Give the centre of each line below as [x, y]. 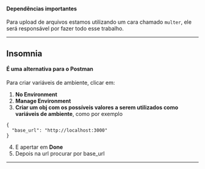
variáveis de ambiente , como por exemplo [69, 113]
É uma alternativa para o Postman [50, 69]
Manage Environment [43, 101]
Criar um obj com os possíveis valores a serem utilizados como [97, 107]
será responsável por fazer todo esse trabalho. [65, 29]
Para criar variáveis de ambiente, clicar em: [61, 82]
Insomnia [24, 53]
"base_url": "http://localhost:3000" [60, 130]
